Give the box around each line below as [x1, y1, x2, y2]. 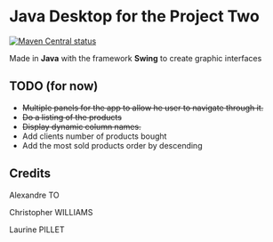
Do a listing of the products [21, 111, 123, 122]
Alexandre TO [9, 190, 60, 200]
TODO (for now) [9, 78, 99, 94]
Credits [9, 166, 52, 181]
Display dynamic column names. [21, 121, 141, 132]
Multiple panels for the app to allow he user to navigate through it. [21, 102, 264, 113]
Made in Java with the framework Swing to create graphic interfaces [9, 52, 262, 63]
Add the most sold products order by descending [21, 140, 203, 150]
